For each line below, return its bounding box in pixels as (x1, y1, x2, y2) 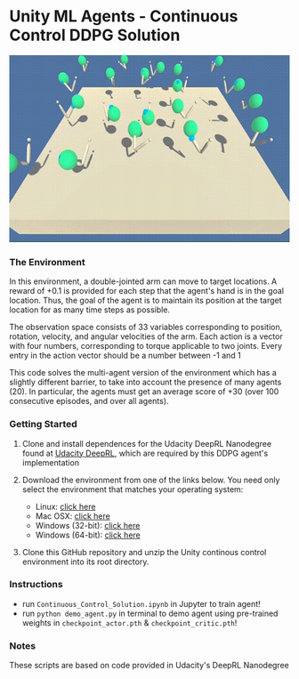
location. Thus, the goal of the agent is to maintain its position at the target (9, 295, 282, 306)
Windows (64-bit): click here (35, 529, 141, 540)
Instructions (9, 578, 64, 591)
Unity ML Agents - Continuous (9, 6, 238, 27)
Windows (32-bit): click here (35, 520, 141, 530)
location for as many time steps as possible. (9, 304, 171, 315)
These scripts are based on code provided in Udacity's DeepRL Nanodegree (9, 660, 289, 671)
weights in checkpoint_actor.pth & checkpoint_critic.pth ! (21, 617, 238, 628)
